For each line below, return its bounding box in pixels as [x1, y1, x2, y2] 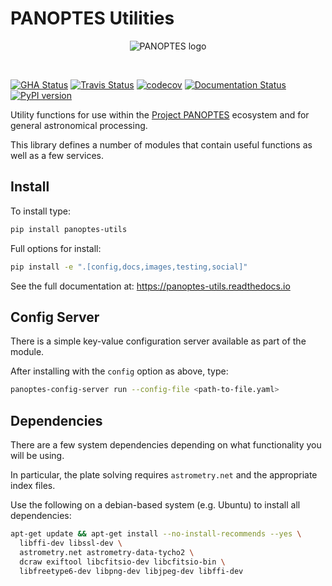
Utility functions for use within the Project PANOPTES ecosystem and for [10, 108, 310, 121]
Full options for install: [10, 242, 102, 254]
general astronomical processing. [10, 119, 148, 131]
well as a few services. [10, 149, 105, 161]
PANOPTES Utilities [10, 7, 175, 30]
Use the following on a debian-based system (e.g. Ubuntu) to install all [10, 499, 301, 511]
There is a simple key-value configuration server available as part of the [10, 335, 307, 347]
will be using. [10, 450, 65, 461]
